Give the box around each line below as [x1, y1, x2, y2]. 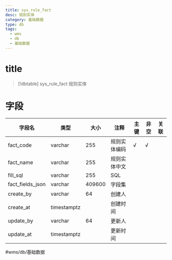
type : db [5, 22, 24, 27]
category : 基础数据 [5, 17, 44, 22]
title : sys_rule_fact [5, 7, 52, 13]
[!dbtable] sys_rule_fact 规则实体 [17, 81, 87, 87]
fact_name [8, 158, 33, 166]
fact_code [8, 142, 32, 149]
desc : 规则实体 [5, 12, 35, 17]
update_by [8, 217, 33, 224]
